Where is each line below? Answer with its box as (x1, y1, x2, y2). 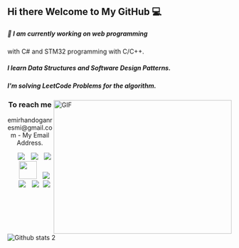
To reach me (8, 99, 52, 109)
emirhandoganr (7, 116, 53, 125)
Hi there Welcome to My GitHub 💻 (7, 6, 162, 18)
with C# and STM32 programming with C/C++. (7, 47, 144, 56)
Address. (16, 138, 43, 148)
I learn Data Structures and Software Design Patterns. (7, 63, 171, 72)
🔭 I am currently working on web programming (7, 29, 148, 38)
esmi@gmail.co (7, 123, 53, 132)
